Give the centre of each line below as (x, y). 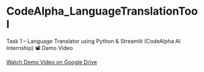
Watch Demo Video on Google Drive (52, 62)
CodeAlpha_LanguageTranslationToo (102, 11)
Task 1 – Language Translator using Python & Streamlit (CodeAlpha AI (93, 41)
